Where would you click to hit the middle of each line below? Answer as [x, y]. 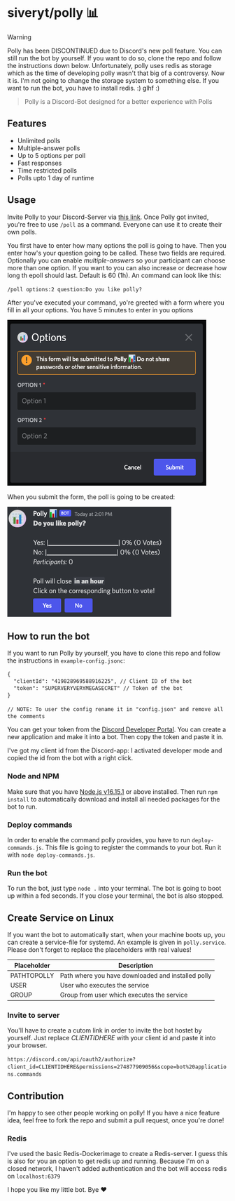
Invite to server [34, 1015]
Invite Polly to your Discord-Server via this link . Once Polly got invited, [108, 217]
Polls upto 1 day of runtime [56, 178]
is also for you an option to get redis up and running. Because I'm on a [108, 1161]
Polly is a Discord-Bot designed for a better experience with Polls [118, 101]
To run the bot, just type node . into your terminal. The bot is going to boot [114, 889]
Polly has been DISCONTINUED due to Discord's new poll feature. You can [115, 51]
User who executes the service [105, 986]
